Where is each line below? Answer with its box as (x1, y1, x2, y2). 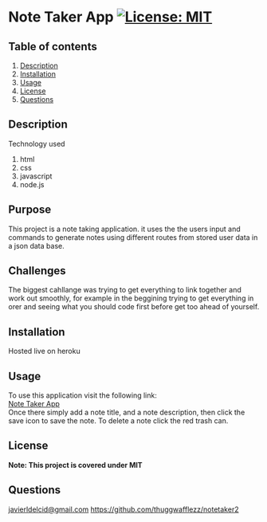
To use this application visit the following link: (8, 391, 157, 400)
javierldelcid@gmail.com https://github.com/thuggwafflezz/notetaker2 (8, 504, 239, 514)
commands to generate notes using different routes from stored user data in (8, 232, 258, 242)
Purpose (8, 203, 52, 217)
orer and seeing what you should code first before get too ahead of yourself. (8, 302, 260, 312)
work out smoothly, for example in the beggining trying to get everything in (8, 293, 254, 303)
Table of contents (8, 40, 97, 53)
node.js (19, 179, 45, 189)
